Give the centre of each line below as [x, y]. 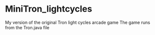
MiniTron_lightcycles [49, 9]
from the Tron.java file [27, 27]
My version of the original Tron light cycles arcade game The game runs [78, 22]
